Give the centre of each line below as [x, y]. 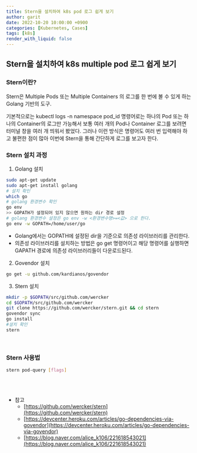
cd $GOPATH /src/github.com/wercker [50, 303]
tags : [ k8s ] [21, 34]
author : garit [24, 17]
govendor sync [24, 314]
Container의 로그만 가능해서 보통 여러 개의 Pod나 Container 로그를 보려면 [102, 124]
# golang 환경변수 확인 [31, 202]
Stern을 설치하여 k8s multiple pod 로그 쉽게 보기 [91, 64]
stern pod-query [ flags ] [36, 370]
